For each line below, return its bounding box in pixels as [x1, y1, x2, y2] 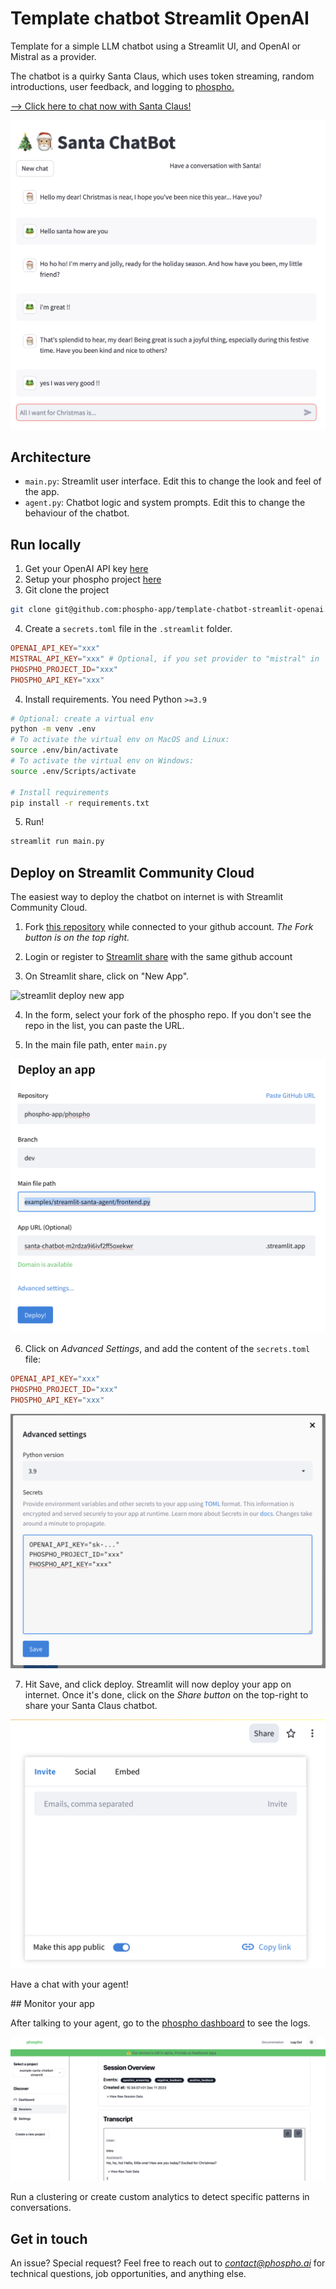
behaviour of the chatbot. [24, 507, 130, 519]
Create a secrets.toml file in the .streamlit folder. [24, 623, 233, 635]
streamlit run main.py [10, 837, 105, 847]
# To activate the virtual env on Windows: [10, 756, 195, 766]
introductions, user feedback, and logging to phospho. [10, 80, 235, 92]
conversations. [10, 2202, 72, 2214]
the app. [24, 486, 60, 498]
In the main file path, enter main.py [24, 1039, 168, 1051]
